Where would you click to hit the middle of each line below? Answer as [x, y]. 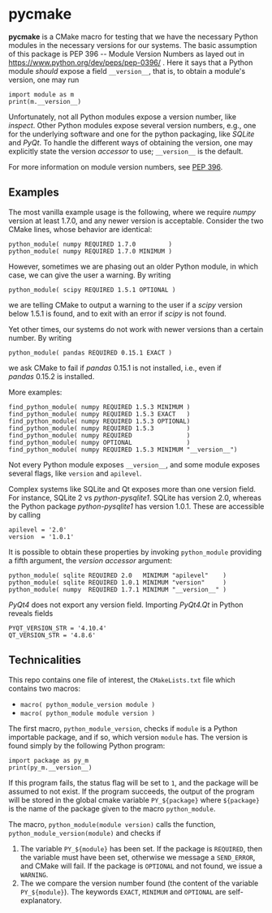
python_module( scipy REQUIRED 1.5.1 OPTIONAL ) [92, 290]
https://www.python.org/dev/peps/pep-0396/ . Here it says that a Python [131, 62]
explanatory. [41, 900]
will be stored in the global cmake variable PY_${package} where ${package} [134, 799]
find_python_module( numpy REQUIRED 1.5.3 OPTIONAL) [99, 421]
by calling [25, 515]
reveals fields [31, 613]
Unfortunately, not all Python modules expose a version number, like [123, 116]
